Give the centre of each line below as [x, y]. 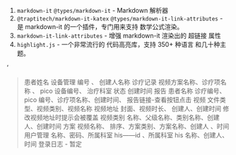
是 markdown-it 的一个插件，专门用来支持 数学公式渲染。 [100, 27]
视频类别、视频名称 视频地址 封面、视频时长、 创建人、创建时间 [129, 109]
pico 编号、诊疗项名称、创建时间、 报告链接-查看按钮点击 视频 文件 [122, 100]
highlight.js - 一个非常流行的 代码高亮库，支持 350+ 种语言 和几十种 [118, 44]
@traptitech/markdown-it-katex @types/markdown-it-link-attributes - [120, 18]
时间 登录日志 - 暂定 [53, 144]
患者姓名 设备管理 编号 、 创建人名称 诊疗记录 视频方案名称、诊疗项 [122, 82]
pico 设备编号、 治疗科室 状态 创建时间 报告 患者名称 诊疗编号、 [133, 91]
